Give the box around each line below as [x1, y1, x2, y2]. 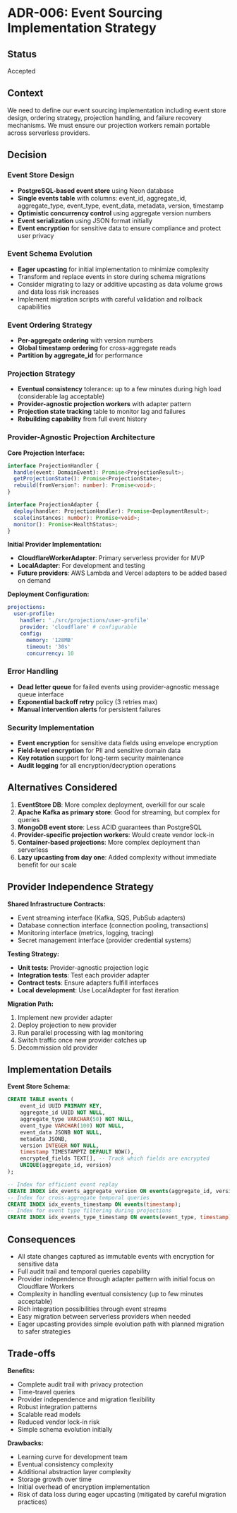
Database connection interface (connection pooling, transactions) [17, 920, 209, 930]
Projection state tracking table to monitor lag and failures [17, 408, 186, 416]
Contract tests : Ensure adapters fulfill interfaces [17, 978, 159, 987]
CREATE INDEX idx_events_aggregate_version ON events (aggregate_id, [7, 1187, 213, 1194]
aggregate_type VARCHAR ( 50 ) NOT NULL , [20, 1116, 134, 1123]
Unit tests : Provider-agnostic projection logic [17, 963, 150, 972]
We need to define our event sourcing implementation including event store [7, 106, 226, 114]
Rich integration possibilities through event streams [17, 1305, 167, 1313]
